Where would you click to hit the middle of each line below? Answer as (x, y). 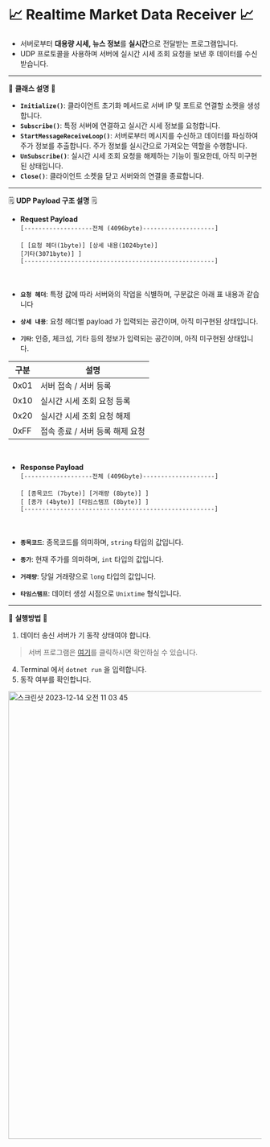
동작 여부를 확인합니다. (55, 679)
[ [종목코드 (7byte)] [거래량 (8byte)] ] (84, 493)
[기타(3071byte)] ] (51, 254)
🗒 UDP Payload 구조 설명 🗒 (53, 200)
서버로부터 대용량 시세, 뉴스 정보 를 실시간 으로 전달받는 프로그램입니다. (129, 43)
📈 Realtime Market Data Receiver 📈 (131, 15)
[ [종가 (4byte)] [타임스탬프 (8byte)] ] (84, 502)
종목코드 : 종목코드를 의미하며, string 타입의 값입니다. (102, 542)
